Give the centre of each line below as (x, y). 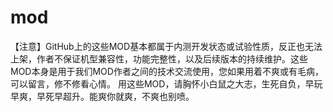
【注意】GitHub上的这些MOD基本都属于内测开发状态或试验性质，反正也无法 (166, 46)
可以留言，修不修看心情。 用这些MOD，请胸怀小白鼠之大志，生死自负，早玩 (166, 83)
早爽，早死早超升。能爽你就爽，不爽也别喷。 (102, 96)
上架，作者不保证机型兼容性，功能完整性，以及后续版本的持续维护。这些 (159, 58)
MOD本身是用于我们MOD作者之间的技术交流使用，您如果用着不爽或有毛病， (167, 71)
